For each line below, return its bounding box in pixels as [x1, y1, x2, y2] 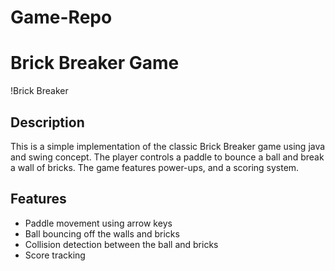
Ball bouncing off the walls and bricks [24, 227, 180, 240]
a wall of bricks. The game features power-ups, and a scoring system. [10, 161, 300, 173]
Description [10, 114, 85, 131]
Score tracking [24, 249, 86, 261]
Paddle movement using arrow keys [24, 217, 173, 229]
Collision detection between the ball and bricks [24, 238, 219, 250]
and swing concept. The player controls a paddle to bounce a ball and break [10, 151, 325, 163]
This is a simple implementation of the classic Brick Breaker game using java [10, 140, 326, 152]
